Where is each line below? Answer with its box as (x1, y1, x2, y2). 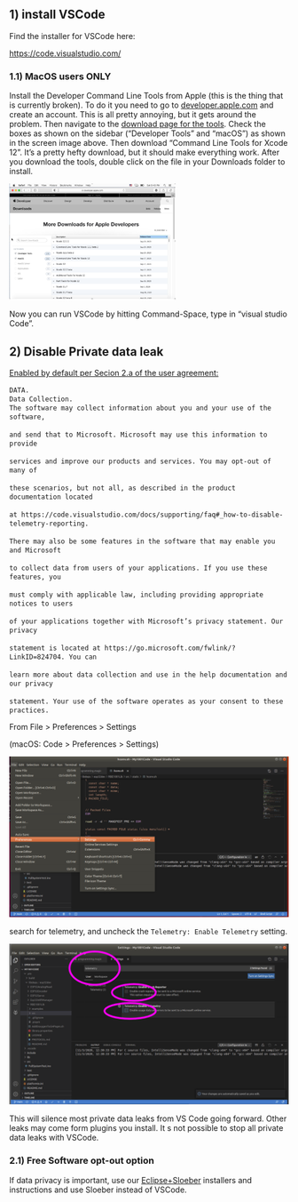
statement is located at (9, 644, 101, 653)
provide (9, 439, 38, 448)
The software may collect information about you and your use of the (9, 404, 272, 413)
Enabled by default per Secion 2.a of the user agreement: (9, 368, 219, 379)
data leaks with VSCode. (9, 1133, 99, 1143)
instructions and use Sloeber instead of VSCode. (9, 1184, 188, 1195)
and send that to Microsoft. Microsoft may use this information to (9, 430, 268, 439)
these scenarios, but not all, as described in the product (9, 484, 237, 493)
